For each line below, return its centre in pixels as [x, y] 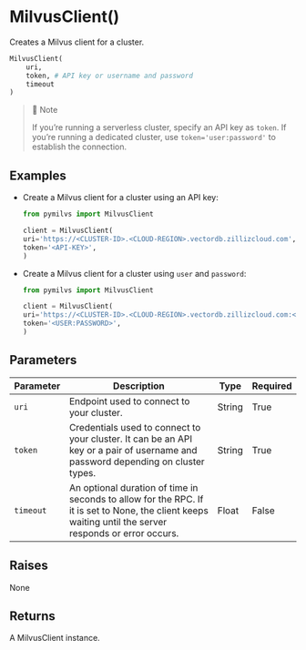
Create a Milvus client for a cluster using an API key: [120, 198]
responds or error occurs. [124, 533]
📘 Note [45, 110]
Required [272, 386]
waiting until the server [118, 522]
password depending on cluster [137, 462]
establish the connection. [79, 147]
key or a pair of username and [133, 450]
